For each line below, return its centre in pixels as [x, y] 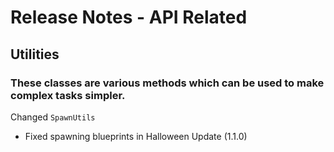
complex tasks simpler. [68, 95]
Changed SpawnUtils [53, 117]
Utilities [35, 54]
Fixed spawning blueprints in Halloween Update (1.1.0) [136, 136]
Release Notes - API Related [129, 17]
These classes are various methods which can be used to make [167, 83]
